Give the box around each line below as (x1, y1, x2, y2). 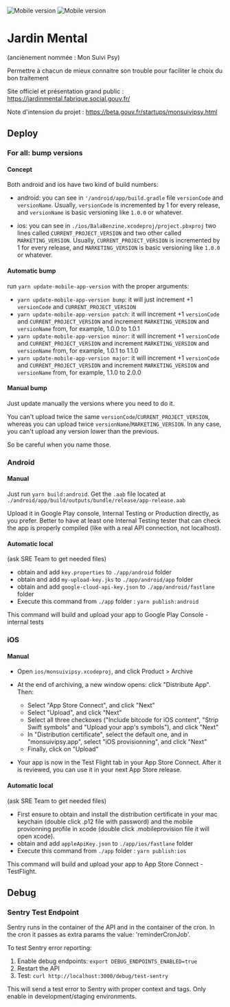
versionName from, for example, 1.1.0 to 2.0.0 (16, 368, 142, 376)
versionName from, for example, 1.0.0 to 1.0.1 (16, 324, 140, 332)
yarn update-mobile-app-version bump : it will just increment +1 (16, 295, 194, 304)
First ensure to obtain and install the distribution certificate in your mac (16, 810, 218, 818)
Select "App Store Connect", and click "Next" (27, 701, 156, 710)
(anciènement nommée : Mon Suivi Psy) (7, 53, 120, 61)
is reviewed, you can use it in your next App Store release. (16, 766, 182, 774)
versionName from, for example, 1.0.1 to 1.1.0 (16, 346, 139, 354)
